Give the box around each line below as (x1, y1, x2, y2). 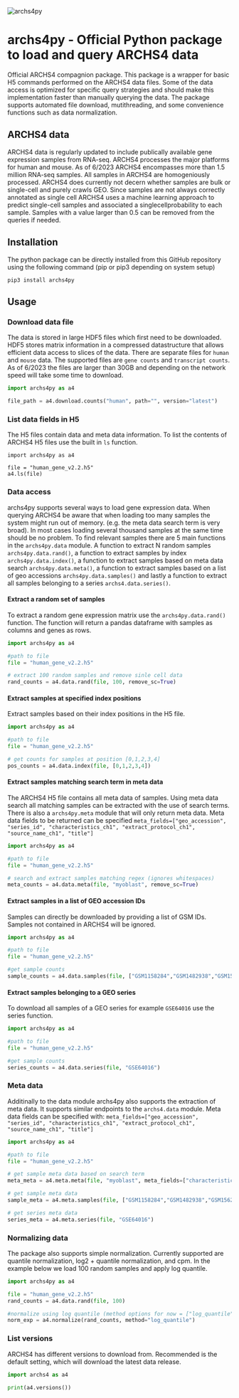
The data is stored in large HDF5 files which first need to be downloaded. (7, 334, 222, 342)
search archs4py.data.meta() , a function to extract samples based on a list (7, 563, 226, 572)
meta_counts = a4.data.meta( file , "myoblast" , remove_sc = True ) (7, 881, 199, 888)
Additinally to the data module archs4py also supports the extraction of (7, 1096, 216, 1105)
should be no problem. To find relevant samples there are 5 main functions (7, 533, 226, 542)
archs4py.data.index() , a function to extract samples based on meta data (7, 556, 224, 565)
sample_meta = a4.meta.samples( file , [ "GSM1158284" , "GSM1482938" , (7, 1197, 208, 1204)
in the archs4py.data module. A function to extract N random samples (7, 540, 211, 550)
